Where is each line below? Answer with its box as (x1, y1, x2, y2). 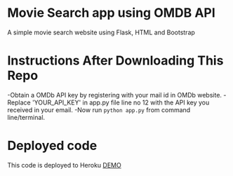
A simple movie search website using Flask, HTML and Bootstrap (7, 28, 195, 36)
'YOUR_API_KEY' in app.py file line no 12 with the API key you (32, 98, 210, 107)
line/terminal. (7, 113, 46, 121)
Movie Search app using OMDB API (7, 5, 215, 21)
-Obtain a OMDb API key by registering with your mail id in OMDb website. (7, 90, 222, 99)
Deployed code (7, 138, 98, 154)
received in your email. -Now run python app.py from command (7, 105, 191, 114)
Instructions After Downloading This (7, 53, 224, 69)
